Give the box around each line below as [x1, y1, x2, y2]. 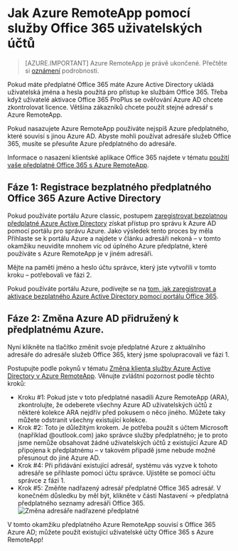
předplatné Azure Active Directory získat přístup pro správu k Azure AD [7, 219, 217, 227]
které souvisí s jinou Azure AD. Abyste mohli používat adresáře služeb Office [7, 132, 232, 140]
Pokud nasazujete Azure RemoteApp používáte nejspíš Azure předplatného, [7, 124, 229, 132]
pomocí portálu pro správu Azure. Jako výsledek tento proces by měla [7, 226, 213, 235]
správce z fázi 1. [17, 476, 65, 485]
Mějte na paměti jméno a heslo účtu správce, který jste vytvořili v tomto [7, 263, 217, 271]
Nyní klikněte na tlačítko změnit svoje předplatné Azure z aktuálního [7, 342, 206, 351]
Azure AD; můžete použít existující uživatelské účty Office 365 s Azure [7, 528, 215, 536]
